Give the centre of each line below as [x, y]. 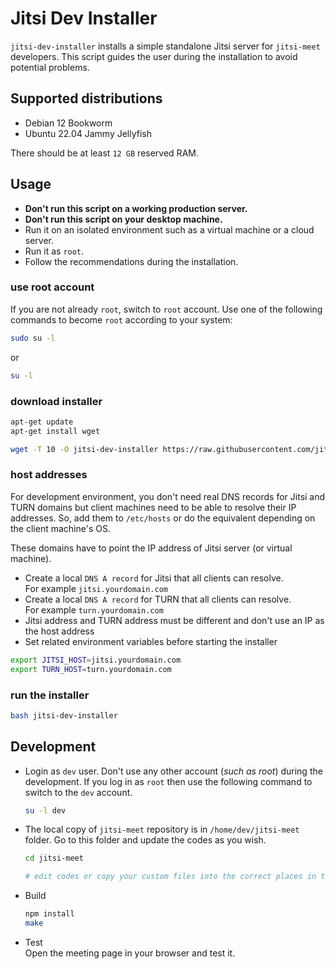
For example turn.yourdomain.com [94, 609]
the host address [59, 631]
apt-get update [42, 422]
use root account [52, 287]
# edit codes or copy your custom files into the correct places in [170, 877]
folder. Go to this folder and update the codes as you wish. [145, 840]
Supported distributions [86, 98]
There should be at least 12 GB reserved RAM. [104, 153]
